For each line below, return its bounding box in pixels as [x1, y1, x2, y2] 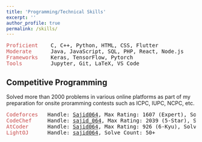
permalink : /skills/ [6, 25, 58, 32]
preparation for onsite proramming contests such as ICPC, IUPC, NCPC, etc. [6, 100, 195, 107]
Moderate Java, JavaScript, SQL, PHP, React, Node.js [6, 48, 185, 55]
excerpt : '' [6, 14, 36, 20]
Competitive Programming [6, 77, 108, 87]
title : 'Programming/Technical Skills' [6, 8, 106, 15]
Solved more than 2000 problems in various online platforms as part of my [6, 93, 191, 100]
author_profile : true [6, 20, 61, 26]
